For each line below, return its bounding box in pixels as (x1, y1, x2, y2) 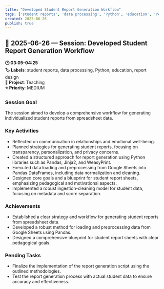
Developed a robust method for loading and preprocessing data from (12, 224, 151, 230)
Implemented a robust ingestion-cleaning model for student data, (12, 185, 143, 191)
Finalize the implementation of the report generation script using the (12, 263, 150, 269)
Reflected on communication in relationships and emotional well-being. (12, 138, 155, 144)
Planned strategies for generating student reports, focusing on (12, 144, 138, 150)
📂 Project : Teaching (5, 79, 45, 86)
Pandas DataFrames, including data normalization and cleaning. (12, 170, 141, 176)
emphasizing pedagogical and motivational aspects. (12, 180, 117, 186)
